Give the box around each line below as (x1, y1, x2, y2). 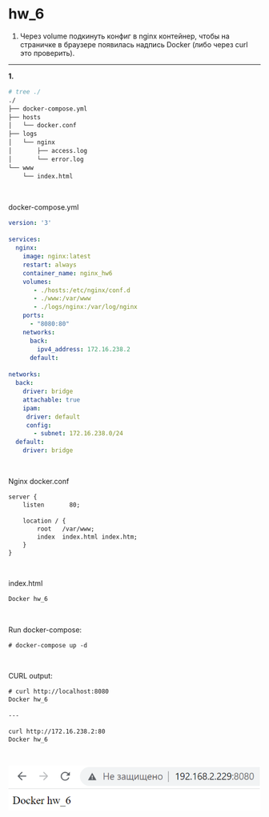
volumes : (22, 278, 52, 286)
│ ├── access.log (8, 147, 88, 155)
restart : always (22, 261, 78, 269)
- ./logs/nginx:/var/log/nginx (33, 303, 138, 311)
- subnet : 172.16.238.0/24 (33, 430, 124, 438)
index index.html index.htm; (37, 533, 138, 541)
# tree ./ (8, 87, 42, 96)
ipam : (22, 404, 42, 412)
